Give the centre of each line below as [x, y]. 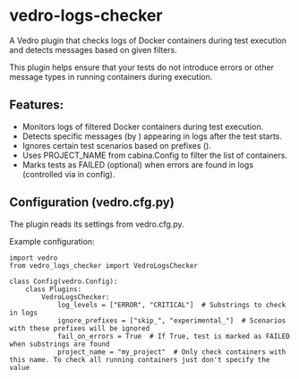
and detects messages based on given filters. [93, 49]
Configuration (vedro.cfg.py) [92, 202]
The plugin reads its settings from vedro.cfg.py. [97, 224]
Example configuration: [52, 241]
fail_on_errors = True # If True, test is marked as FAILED [174, 336]
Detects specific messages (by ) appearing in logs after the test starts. [152, 136]
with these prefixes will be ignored [80, 328]
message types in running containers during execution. [111, 76]
